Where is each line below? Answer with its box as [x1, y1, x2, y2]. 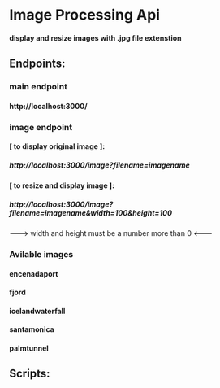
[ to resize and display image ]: [9, 181, 115, 190]
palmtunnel [9, 343, 50, 353]
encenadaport [9, 268, 58, 278]
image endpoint [9, 121, 73, 133]
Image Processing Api [9, 6, 161, 24]
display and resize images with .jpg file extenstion [9, 33, 182, 42]
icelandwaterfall [9, 306, 66, 316]
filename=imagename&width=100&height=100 [9, 207, 173, 217]
